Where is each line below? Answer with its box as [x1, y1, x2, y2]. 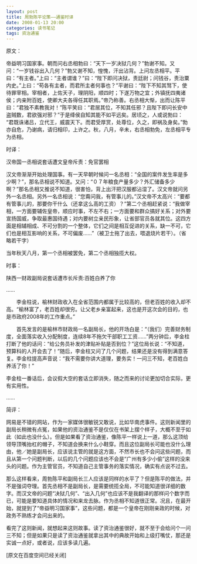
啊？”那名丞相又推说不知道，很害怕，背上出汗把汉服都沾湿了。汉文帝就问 [6, 186, 184, 193]
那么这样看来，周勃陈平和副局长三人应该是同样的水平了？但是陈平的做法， [6, 475, 186, 482]
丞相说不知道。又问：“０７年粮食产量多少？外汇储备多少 [39, 178, 175, 185]
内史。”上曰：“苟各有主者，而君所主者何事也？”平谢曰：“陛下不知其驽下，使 [6, 82, 188, 89]
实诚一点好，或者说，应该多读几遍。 [6, 539, 94, 546]
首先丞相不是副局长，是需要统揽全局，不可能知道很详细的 [42, 483, 181, 490]
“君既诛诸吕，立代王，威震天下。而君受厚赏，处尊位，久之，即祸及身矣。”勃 [6, 119, 188, 126]
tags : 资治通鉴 [6, 31, 40, 36]
